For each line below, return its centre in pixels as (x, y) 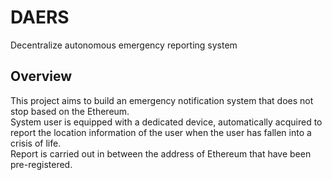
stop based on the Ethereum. (70, 111)
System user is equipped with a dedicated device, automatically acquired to (166, 122)
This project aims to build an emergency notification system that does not (162, 100)
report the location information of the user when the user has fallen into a (161, 132)
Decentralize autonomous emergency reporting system (124, 45)
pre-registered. (41, 164)
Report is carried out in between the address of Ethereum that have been (161, 153)
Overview (41, 76)
